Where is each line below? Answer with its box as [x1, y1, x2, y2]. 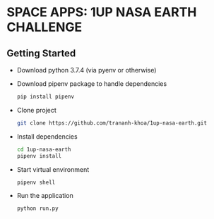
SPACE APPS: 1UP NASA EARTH [6, 4, 197, 20]
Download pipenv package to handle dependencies [16, 80, 167, 88]
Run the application [16, 192, 73, 200]
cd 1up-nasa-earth [16, 146, 71, 153]
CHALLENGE [6, 19, 83, 35]
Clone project [16, 106, 57, 114]
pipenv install [16, 152, 62, 159]
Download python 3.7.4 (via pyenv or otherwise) [16, 66, 157, 74]
